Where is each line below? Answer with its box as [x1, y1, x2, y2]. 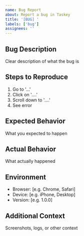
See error [12, 102, 32, 108]
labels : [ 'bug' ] [5, 21, 39, 27]
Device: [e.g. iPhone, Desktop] [12, 192, 75, 198]
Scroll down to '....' [12, 97, 51, 103]
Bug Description [5, 45, 56, 53]
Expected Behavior [5, 117, 66, 126]
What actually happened [5, 158, 56, 164]
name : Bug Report [5, 7, 41, 13]
